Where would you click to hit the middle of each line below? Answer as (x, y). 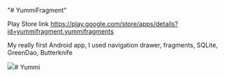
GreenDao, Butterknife (40, 53)
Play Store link (28, 24)
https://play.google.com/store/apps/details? (114, 24)
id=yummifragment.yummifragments (61, 31)
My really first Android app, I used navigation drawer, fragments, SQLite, (112, 45)
